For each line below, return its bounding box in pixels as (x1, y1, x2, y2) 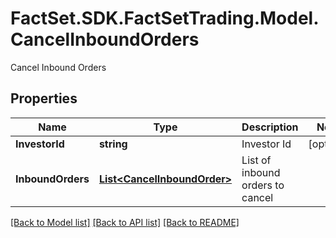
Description (241, 120, 299, 134)
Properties (10, 90, 78, 107)
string (98, 137, 128, 151)
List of (241, 153, 272, 167)
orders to (241, 178, 285, 192)
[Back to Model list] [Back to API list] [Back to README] (10, 216, 240, 228)
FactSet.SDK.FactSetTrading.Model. (10, 7, 320, 30)
